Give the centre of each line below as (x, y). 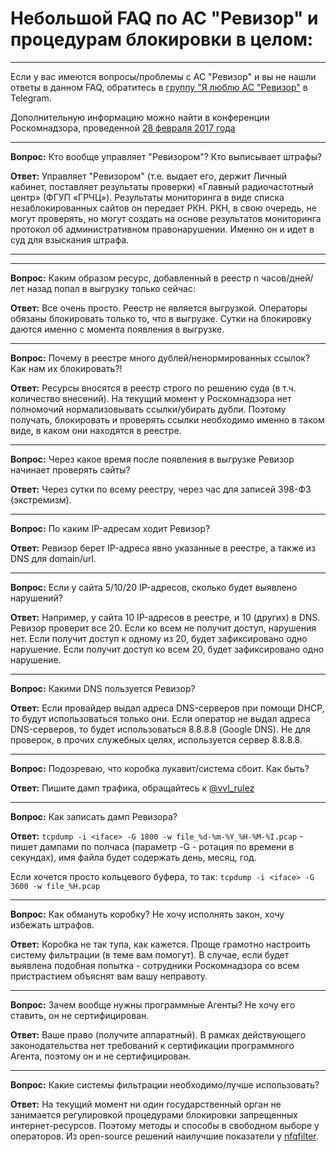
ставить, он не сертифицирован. (80, 1015)
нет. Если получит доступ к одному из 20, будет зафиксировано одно (159, 638)
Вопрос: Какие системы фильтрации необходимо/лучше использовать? (165, 1084)
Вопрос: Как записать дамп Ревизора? (94, 816)
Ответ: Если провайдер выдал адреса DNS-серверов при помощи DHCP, (167, 708)
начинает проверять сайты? (70, 469)
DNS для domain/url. (53, 558)
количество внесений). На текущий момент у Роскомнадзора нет (151, 398)
